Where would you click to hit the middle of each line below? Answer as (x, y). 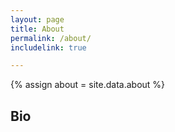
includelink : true (48, 47)
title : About (37, 29)
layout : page (37, 19)
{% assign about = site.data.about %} (88, 85)
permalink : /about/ (51, 38)
